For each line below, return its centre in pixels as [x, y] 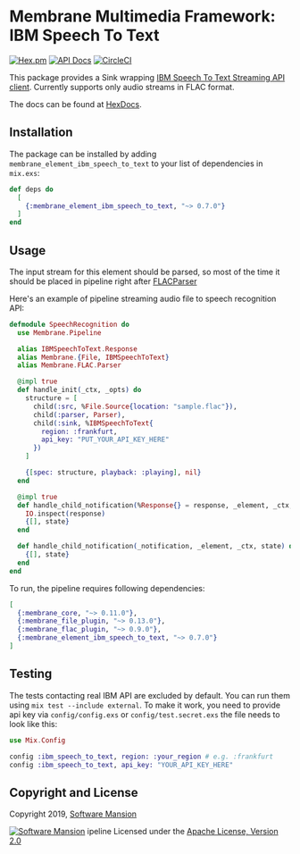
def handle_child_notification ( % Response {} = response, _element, [143, 505]
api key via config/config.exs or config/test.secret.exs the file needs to [145, 714]
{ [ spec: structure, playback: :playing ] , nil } [113, 473]
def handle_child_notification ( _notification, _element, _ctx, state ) [151, 547]
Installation [41, 133]
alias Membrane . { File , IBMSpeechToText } [93, 357]
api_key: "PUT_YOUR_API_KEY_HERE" [105, 440]
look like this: [33, 724]
